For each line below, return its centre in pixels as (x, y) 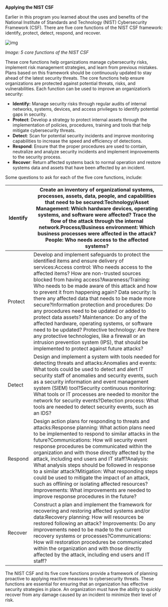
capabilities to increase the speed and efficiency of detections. (77, 141)
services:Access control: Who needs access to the (93, 267)
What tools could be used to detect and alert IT (88, 369)
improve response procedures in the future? (85, 496)
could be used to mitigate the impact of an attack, (91, 477)
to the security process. (37, 157)
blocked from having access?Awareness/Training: (92, 279)
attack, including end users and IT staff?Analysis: (91, 459)
